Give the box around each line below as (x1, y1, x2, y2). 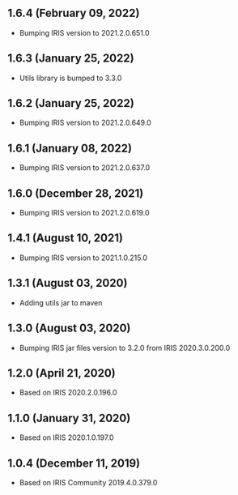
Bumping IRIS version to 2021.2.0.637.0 (19, 163, 151, 173)
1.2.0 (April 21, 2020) (7, 366, 116, 380)
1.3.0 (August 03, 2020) (7, 322, 131, 335)
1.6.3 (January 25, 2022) (7, 52, 134, 66)
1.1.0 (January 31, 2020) (7, 411, 131, 425)
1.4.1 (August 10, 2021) (7, 231, 123, 245)
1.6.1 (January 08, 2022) (7, 141, 133, 155)
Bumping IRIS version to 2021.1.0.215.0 (19, 253, 147, 262)
